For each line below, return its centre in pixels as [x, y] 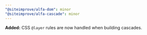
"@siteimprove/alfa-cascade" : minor [42, 14]
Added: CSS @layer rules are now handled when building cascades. [73, 27]
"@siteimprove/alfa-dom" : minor [38, 9]
